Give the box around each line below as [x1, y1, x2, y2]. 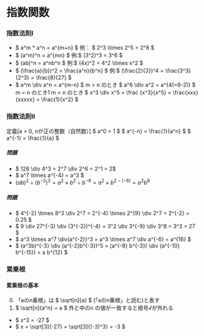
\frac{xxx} [172, 89, 198, 96]
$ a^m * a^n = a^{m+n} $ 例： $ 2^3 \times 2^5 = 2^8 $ [15, 44, 154, 52]
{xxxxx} [15, 96, 35, 103]
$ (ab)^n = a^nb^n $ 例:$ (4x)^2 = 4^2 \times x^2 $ [15, 59, 143, 67]
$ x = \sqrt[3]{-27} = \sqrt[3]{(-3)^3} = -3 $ [15, 323, 126, 330]
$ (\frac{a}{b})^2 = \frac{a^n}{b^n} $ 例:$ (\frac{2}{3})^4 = [15, 67, 164, 74]
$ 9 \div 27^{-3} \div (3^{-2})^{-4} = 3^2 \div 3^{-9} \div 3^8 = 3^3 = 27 [15, 223, 195, 230]
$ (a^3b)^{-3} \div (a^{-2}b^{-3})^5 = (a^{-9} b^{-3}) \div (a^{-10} [15, 242, 180, 250]
